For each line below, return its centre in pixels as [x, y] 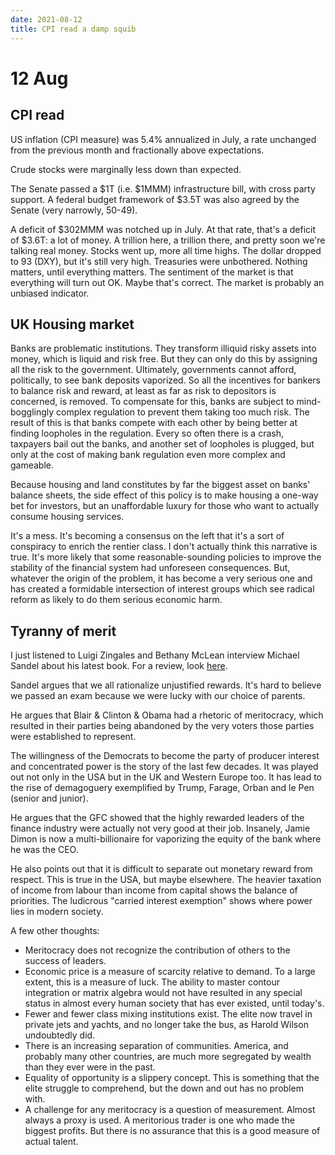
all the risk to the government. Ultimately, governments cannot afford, [153, 370]
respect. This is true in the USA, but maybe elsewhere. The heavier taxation [166, 880]
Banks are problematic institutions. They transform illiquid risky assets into [163, 348]
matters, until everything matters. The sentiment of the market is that [152, 272]
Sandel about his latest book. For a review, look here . [119, 666]
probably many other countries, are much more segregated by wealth [168, 1057]
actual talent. [51, 1142]
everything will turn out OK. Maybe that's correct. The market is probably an [167, 282]
